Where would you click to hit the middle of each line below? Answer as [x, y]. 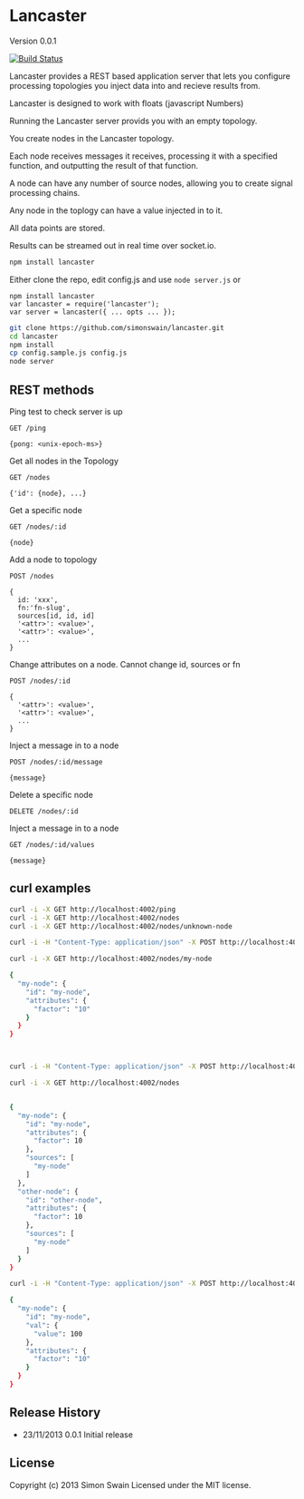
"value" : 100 [58, 1334]
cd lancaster [34, 336]
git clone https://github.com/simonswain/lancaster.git [117, 327]
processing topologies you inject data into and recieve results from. [135, 85]
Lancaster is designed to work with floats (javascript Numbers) [127, 103]
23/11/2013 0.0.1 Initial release [78, 1435]
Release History [55, 1412]
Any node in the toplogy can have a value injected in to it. [116, 210]
